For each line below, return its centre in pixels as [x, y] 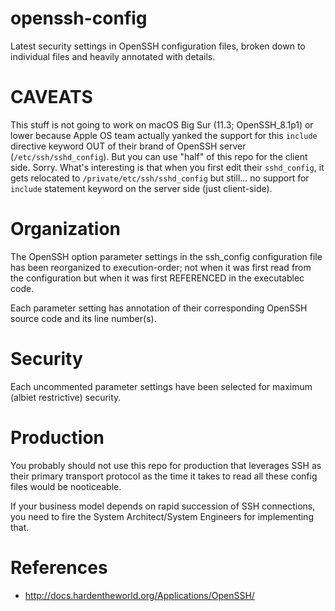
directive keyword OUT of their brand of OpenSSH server [128, 146]
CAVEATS [51, 97]
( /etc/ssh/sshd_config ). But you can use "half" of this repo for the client [159, 156]
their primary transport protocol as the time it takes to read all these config [164, 476]
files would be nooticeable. [66, 486]
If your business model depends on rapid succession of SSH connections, [163, 506]
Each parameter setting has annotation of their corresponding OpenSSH [159, 308]
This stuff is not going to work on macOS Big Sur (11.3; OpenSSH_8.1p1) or [162, 124]
